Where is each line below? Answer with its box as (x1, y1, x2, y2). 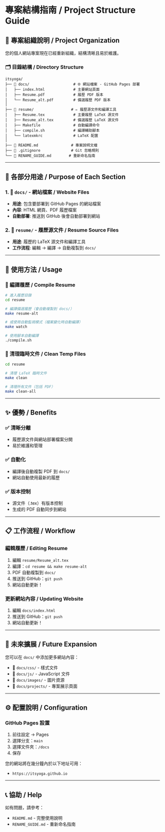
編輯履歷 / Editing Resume (5, 545, 68, 552)
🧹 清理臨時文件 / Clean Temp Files (5, 350, 86, 357)
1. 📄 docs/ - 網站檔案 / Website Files (5, 188, 89, 195)
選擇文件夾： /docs (12, 744, 50, 750)
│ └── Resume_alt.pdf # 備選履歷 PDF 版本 (5, 98, 111, 103)
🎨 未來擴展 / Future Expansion (5, 640, 97, 649)
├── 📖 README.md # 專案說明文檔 (5, 143, 98, 148)
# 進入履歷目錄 (5, 293, 32, 298)
